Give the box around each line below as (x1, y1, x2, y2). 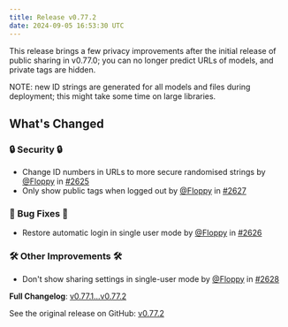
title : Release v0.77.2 (9, 12, 97, 22)
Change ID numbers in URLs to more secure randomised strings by (21, 167, 267, 178)
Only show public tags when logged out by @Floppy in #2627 (21, 186, 247, 196)
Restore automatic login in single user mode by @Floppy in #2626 (21, 227, 262, 239)
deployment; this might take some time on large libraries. (9, 90, 216, 102)
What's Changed (9, 116, 104, 131)
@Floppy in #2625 (21, 176, 90, 186)
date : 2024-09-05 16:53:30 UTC (9, 21, 125, 30)
